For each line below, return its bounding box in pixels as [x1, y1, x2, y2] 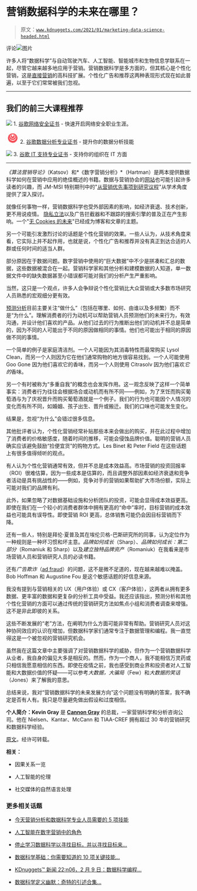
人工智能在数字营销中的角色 [14, 829, 82, 836]
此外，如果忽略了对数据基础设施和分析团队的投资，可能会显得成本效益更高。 [6, 497, 191, 504]
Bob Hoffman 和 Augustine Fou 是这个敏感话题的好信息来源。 [6, 573, 154, 580]
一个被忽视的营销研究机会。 [21, 635, 89, 642]
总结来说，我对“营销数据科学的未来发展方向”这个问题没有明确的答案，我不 [6, 689, 186, 696]
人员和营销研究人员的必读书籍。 [21, 553, 98, 560]
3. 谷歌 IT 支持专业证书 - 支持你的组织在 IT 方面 [13, 150, 127, 157]
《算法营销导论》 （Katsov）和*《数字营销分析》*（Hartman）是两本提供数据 [6, 168, 190, 176]
